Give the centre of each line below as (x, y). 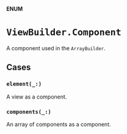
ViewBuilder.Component (64, 33)
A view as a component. (37, 97)
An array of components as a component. (59, 124)
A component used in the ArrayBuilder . (56, 48)
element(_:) (24, 84)
